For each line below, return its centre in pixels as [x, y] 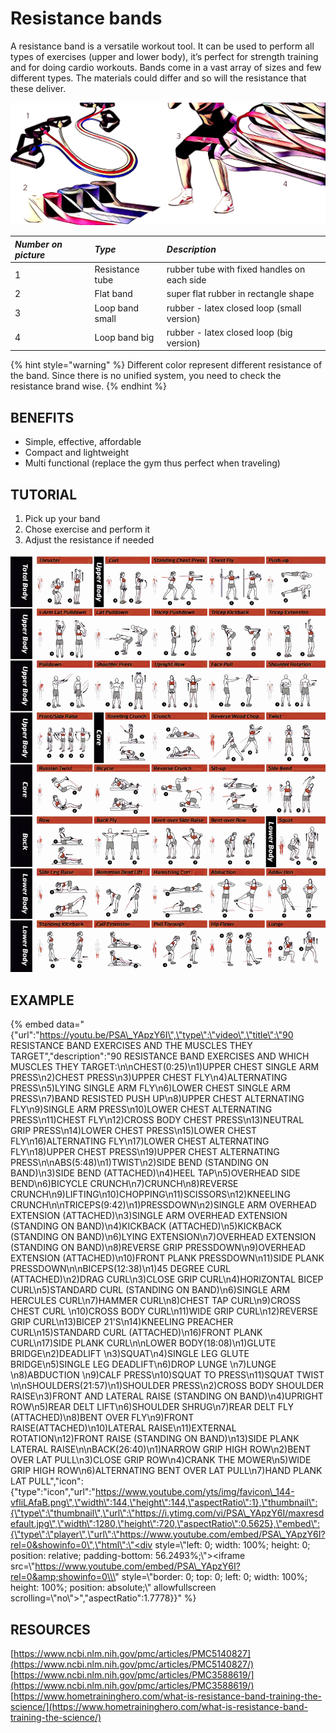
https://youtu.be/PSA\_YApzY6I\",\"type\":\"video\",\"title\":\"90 [166, 1035]
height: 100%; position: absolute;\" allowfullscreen [113, 1588]
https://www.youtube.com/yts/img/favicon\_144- [194, 1492]
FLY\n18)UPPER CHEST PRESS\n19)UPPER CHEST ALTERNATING [145, 1152]
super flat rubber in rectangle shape [240, 294]
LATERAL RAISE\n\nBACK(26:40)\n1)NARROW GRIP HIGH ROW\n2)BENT [161, 1449]
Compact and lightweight [77, 453]
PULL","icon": [56, 1481]
